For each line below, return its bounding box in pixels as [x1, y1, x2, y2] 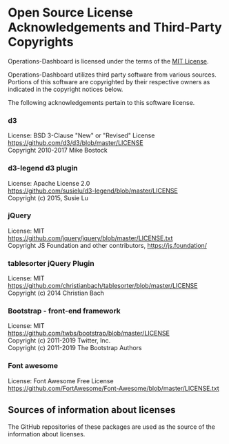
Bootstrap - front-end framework [8, 306, 121, 316]
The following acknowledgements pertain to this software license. [8, 98, 195, 106]
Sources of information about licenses [8, 404, 176, 416]
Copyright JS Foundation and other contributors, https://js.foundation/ [8, 241, 208, 249]
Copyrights [8, 35, 74, 50]
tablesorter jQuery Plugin [8, 258, 95, 268]
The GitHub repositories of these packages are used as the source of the [8, 423, 216, 431]
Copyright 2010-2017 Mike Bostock [8, 146, 108, 155]
